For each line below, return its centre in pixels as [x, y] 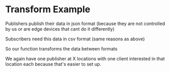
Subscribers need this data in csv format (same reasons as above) [75, 39]
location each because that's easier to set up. [53, 64]
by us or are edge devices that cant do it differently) [60, 29]
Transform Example [48, 9]
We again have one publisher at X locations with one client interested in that [85, 58]
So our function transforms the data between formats [61, 49]
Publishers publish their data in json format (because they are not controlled [85, 23]
